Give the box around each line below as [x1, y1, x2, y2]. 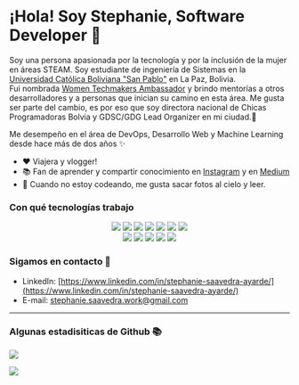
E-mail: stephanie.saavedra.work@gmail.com [21, 294, 189, 305]
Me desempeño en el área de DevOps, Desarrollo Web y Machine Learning [9, 128, 284, 139]
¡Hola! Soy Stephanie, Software [9, 6, 245, 27]
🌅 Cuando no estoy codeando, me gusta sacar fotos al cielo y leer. [21, 178, 266, 189]
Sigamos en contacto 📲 [9, 256, 111, 268]
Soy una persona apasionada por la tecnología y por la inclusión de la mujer [9, 54, 287, 65]
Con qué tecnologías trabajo [9, 201, 134, 213]
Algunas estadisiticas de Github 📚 [9, 325, 162, 338]
